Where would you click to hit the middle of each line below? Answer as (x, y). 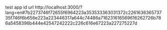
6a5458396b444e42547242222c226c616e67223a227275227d (71, 23)
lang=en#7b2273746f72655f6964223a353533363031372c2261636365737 (83, 12)
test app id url (20, 7)
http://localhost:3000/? (59, 7)
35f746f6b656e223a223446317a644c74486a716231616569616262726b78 (83, 18)
